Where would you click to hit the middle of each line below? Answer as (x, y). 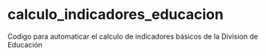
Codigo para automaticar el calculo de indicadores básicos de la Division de (133, 36)
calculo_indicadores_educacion (115, 15)
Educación (25, 44)
